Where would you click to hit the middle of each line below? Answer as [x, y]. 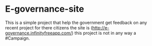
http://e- [101, 27]
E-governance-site [45, 9]
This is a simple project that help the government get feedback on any [76, 23]
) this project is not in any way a [104, 33]
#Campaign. [18, 38]
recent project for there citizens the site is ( [49, 27]
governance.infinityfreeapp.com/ [39, 33]
